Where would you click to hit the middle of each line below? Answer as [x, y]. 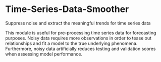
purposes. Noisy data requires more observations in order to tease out [78, 38]
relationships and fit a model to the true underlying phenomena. [71, 43]
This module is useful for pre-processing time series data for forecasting [81, 32]
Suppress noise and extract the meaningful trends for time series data [78, 23]
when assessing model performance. [44, 54]
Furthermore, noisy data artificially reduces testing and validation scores [80, 48]
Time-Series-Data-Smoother [67, 9]
